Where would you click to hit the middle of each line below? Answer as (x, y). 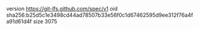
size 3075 (45, 21)
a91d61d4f (19, 21)
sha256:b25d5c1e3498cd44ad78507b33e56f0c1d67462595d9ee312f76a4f (100, 15)
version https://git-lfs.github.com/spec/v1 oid (62, 9)
